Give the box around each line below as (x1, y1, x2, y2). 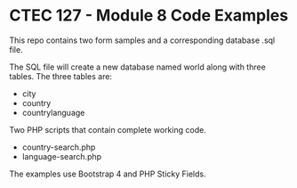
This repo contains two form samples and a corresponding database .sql (9, 35, 276, 45)
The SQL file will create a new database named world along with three (9, 61, 267, 72)
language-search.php (21, 151, 102, 161)
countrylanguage (21, 107, 85, 118)
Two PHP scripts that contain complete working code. (9, 124, 206, 135)
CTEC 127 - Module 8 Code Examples (9, 5, 289, 26)
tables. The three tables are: (9, 70, 113, 81)
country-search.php (21, 142, 96, 152)
